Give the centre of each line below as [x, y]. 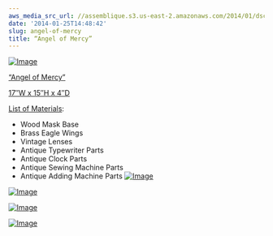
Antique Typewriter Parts [62, 150]
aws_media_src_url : [41, 16]
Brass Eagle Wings [52, 133]
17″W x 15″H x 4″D [39, 93]
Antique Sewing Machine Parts [71, 168]
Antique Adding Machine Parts [71, 176]
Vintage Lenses [46, 142]
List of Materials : [37, 109]
